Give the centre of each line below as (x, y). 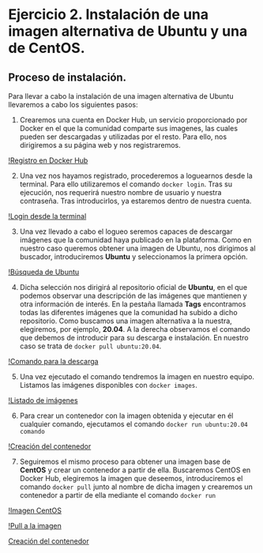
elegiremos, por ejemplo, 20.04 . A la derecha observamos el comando (135, 329)
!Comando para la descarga (53, 361)
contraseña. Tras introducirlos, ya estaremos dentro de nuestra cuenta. (135, 201)
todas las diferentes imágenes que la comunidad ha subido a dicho (129, 312)
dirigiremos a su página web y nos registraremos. (100, 145)
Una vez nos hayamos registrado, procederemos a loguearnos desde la (136, 176)
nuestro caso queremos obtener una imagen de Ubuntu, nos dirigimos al (137, 248)
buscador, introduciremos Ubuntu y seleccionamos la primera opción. (133, 257)
